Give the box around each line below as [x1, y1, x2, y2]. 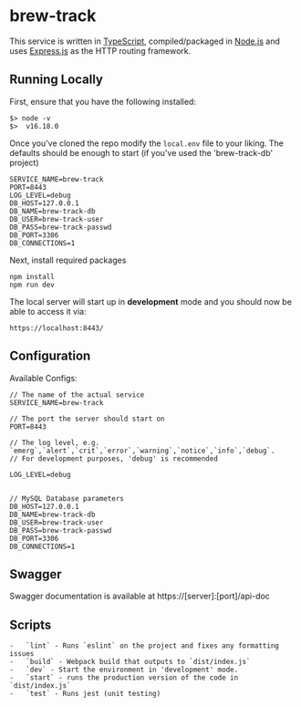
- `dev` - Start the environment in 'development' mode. [9, 665, 239, 675]
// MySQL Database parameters [9, 494, 125, 503]
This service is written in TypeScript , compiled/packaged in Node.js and [9, 36, 280, 47]
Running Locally [9, 72, 103, 88]
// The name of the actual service [9, 390, 145, 400]
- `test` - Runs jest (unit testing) [9, 690, 161, 699]
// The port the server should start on [9, 414, 166, 423]
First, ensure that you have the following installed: [9, 96, 196, 107]
